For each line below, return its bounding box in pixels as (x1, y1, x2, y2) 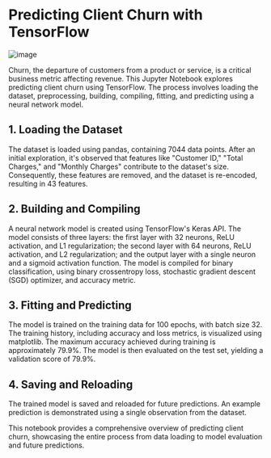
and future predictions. (8, 440, 85, 450)
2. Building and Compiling (8, 202, 141, 216)
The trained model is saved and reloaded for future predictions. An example (8, 399, 261, 409)
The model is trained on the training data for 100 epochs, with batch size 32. (8, 320, 263, 330)
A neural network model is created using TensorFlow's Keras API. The (8, 224, 242, 233)
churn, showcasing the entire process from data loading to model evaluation (8, 432, 263, 442)
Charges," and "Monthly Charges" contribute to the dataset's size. (8, 162, 229, 171)
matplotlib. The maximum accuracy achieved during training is (8, 337, 216, 347)
